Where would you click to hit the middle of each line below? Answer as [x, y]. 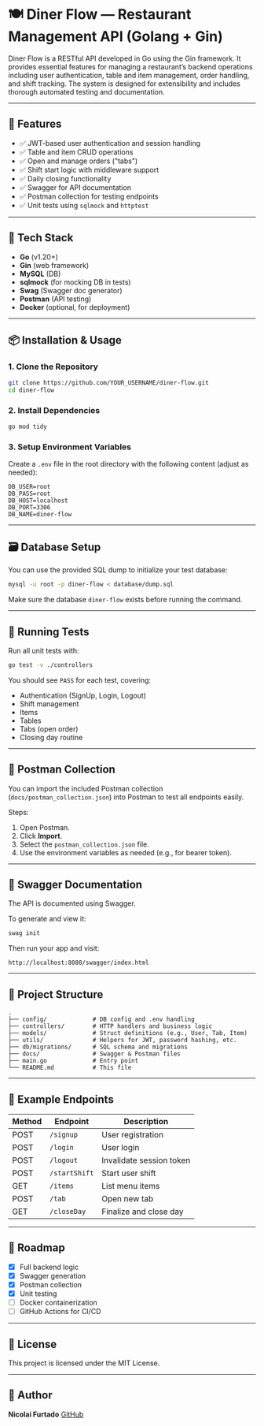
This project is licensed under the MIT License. [84, 1363]
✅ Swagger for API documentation [75, 187]
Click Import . [41, 836]
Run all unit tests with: [44, 650]
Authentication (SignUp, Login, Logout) [83, 695]
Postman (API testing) [55, 299]
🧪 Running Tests [49, 632]
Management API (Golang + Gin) [116, 37]
